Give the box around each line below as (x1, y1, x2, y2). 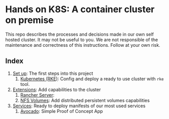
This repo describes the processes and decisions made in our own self (5, 31, 154, 37)
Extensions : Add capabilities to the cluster (12, 86, 101, 93)
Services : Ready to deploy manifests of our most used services (12, 103, 146, 109)
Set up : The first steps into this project (12, 70, 93, 76)
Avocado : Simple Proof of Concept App (20, 108, 103, 114)
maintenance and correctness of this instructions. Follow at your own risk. (5, 42, 160, 48)
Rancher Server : (20, 92, 55, 98)
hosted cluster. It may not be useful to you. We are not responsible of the (5, 37, 158, 43)
